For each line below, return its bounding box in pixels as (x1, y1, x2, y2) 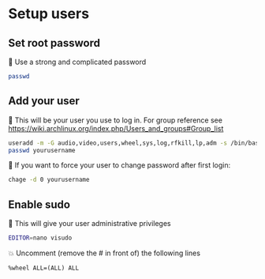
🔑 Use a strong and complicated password (8, 57, 147, 66)
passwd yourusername (8, 146, 77, 154)
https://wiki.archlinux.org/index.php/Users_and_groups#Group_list (8, 123, 224, 133)
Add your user (8, 94, 80, 107)
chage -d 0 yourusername (8, 175, 90, 184)
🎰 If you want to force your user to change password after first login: (8, 160, 231, 170)
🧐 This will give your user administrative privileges (8, 219, 171, 228)
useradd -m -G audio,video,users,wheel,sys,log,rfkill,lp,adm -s (8, 139, 227, 147)
